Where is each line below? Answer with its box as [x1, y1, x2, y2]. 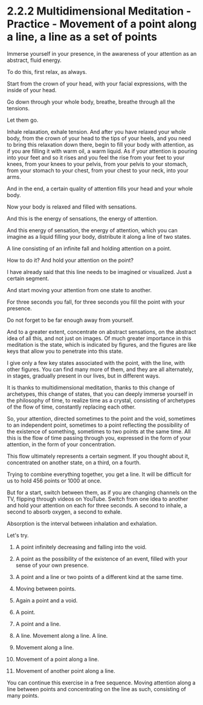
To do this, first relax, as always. [7, 68, 87, 75]
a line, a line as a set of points [7, 30, 158, 44]
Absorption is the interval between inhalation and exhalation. [7, 520, 158, 527]
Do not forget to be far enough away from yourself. [7, 316, 134, 324]
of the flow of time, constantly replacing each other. [7, 403, 136, 410]
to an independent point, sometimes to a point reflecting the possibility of [7, 421, 190, 429]
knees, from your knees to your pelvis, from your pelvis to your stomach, [7, 160, 188, 167]
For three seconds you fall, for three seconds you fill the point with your [7, 298, 185, 306]
